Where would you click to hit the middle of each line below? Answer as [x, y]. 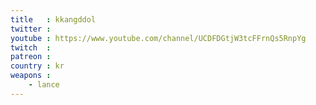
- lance [44, 85]
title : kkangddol [53, 19]
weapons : [31, 76]
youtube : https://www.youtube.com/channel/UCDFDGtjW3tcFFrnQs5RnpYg [158, 38]
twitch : [31, 47]
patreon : [31, 57]
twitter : [31, 29]
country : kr [37, 66]
